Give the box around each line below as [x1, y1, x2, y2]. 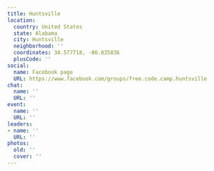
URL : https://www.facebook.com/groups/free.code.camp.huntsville [13, 75, 208, 82]
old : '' [13, 147, 36, 154]
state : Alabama [13, 29, 58, 37]
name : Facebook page [13, 68, 73, 75]
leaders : [7, 120, 33, 128]
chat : [7, 82, 23, 89]
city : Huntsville [13, 36, 64, 43]
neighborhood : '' [13, 43, 64, 50]
